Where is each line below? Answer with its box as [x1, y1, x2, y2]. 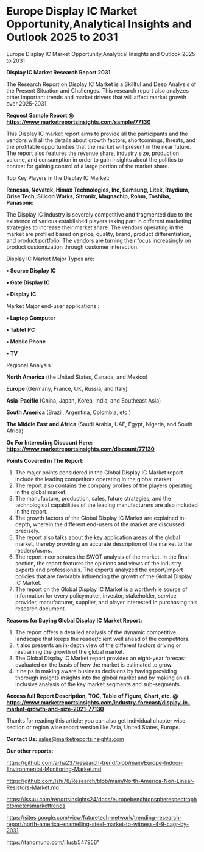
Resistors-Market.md [6, 784, 60, 791]
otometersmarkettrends [6, 802, 66, 809]
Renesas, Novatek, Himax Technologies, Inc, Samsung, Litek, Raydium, [6, 186, 190, 193]
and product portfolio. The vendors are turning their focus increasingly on [6, 237, 191, 244]
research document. [15, 605, 66, 612]
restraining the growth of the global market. [15, 648, 125, 655]
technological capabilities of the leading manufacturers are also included [15, 501, 198, 509]
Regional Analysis [6, 361, 51, 368]
